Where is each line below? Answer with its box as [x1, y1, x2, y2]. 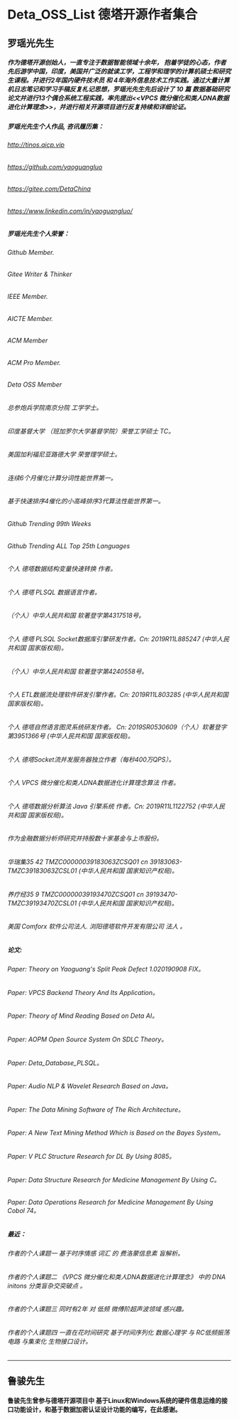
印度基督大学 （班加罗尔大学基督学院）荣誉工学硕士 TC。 [7, 426, 175, 435]
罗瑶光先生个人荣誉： [7, 229, 70, 238]
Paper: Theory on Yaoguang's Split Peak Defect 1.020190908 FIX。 [7, 965, 205, 974]
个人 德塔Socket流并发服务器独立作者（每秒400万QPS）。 [7, 755, 175, 764]
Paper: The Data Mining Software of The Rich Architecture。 [7, 1105, 185, 1114]
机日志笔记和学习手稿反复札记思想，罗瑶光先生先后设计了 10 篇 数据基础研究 [7, 85, 230, 93]
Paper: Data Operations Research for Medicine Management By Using [7, 1198, 213, 1206]
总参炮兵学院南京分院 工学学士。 [7, 404, 103, 411]
